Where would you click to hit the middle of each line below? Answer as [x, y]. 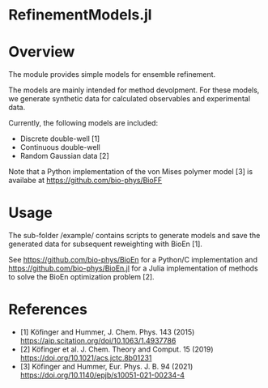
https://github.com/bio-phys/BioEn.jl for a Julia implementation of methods [133, 268]
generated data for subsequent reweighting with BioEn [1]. [105, 244]
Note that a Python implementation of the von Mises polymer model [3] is [131, 172]
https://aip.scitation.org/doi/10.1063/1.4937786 [98, 341]
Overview [42, 52]
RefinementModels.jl [80, 15]
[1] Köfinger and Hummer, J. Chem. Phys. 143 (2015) [107, 332]
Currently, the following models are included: [83, 123]
